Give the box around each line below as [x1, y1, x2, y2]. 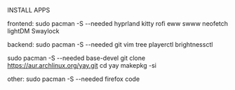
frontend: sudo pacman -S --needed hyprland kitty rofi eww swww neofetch [7, 20, 229, 27]
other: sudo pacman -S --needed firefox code [7, 75, 140, 83]
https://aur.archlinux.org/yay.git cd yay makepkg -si [7, 61, 156, 69]
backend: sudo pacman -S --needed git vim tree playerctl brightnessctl [7, 40, 213, 48]
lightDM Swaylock [7, 27, 60, 35]
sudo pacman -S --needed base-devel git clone [7, 54, 146, 62]
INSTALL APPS [7, 6, 51, 14]
